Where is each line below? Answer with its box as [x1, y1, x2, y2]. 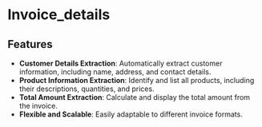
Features [7, 38, 53, 51]
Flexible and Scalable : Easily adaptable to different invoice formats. [18, 109, 244, 119]
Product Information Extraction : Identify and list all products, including [18, 76, 255, 85]
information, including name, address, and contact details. [18, 67, 212, 77]
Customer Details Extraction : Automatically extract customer [18, 58, 223, 68]
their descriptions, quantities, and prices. [18, 84, 155, 93]
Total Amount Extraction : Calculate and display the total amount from [18, 93, 250, 101]
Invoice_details [7, 6, 111, 24]
